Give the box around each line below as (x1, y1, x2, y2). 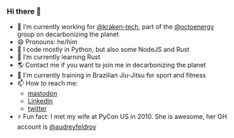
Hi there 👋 (6, 6, 42, 16)
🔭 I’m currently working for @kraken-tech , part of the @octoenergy (16, 23, 214, 31)
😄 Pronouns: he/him (16, 38, 78, 46)
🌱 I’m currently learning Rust (16, 53, 101, 61)
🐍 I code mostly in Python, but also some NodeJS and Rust (16, 46, 190, 54)
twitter (27, 105, 47, 113)
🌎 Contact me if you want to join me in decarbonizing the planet (16, 60, 206, 70)
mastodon (27, 89, 58, 98)
